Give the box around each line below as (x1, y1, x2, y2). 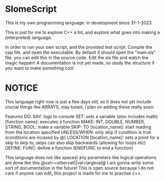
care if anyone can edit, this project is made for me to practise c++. (5, 170, 142, 176)
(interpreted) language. (5, 35, 52, 40)
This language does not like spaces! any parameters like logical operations (5, 154, 157, 160)
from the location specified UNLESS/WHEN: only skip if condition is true (5, 129, 151, 135)
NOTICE (5, 82, 38, 94)
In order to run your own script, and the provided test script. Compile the (5, 44, 153, 50)
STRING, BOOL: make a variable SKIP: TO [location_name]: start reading (5, 124, 152, 130)
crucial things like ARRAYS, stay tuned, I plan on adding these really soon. (5, 104, 155, 109)
